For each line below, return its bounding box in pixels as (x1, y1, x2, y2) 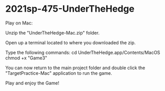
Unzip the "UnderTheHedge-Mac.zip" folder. (5, 29, 100, 36)
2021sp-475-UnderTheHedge (5, 3, 135, 15)
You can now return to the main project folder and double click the (5, 65, 146, 71)
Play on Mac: (5, 20, 33, 26)
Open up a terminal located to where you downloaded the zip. (5, 39, 136, 46)
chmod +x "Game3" (5, 54, 48, 61)
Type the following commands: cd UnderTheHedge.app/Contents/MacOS (5, 49, 160, 55)
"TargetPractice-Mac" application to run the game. (5, 70, 112, 76)
